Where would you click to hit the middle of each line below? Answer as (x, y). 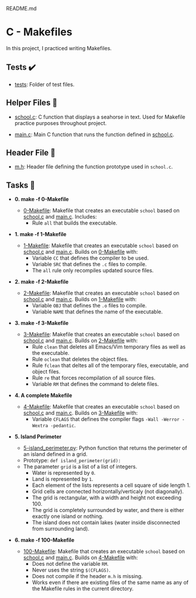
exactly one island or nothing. (68, 516)
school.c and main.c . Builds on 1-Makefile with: (80, 299)
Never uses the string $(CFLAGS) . (71, 570)
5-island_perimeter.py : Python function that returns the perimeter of (105, 448)
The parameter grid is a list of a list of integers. (80, 466)
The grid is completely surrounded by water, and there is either (108, 510)
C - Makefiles (39, 32)
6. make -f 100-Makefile (44, 540)
